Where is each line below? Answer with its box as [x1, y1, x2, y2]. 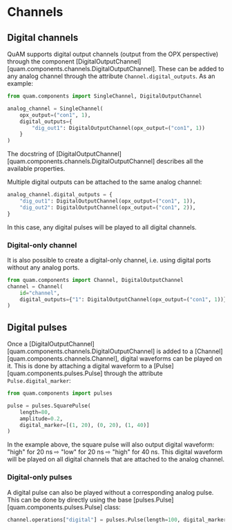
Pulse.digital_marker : [7, 377, 71, 385]
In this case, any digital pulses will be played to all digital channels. [7, 223, 197, 231]
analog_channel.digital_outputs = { [7, 191, 113, 198]
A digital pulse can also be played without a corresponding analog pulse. [7, 488, 214, 496]
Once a [7, 340, 28, 348]
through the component [7, 57, 75, 66]
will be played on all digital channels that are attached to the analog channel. [7, 455, 225, 464]
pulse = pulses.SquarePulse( [7, 402, 91, 409]
